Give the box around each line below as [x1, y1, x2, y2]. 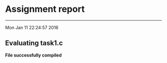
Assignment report [5, 3, 85, 15]
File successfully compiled [5, 52, 62, 58]
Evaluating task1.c [5, 39, 63, 48]
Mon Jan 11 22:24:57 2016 [5, 24, 59, 30]
